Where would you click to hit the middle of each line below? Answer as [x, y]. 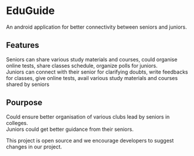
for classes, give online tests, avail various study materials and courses [92, 78]
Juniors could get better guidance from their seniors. [70, 129]
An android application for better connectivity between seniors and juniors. [97, 27]
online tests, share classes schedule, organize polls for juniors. [82, 65]
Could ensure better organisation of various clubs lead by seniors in [88, 117]
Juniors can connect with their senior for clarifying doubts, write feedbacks [97, 72]
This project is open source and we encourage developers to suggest [90, 140]
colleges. [17, 123]
